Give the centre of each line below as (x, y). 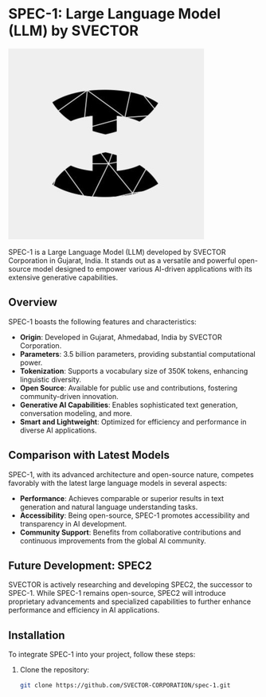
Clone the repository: (55, 670)
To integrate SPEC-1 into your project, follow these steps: (102, 655)
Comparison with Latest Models (89, 455)
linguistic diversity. (51, 379)
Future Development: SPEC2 (80, 565)
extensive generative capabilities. (63, 277)
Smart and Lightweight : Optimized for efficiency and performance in (133, 421)
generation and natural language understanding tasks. (109, 507)
